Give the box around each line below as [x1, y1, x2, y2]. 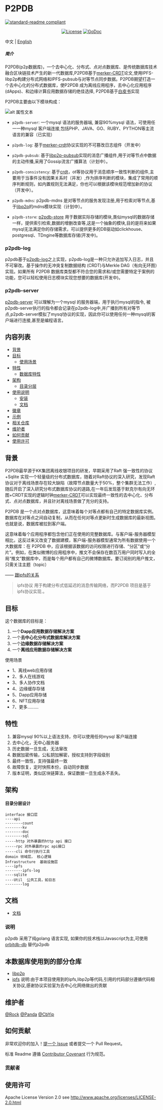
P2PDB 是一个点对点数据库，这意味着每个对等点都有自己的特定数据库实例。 [5, 508, 156, 515]
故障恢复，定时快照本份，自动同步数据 [12, 764, 89, 770]
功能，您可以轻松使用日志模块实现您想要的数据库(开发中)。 [5, 275, 123, 281]
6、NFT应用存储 [12, 698, 45, 704]
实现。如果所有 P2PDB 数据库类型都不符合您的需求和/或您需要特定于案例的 [5, 269, 155, 275]
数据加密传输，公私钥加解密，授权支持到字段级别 [12, 752, 110, 758]
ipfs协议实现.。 [16, 588, 48, 594]
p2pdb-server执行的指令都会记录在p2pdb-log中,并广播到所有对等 [5, 305, 136, 311]
